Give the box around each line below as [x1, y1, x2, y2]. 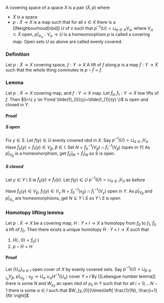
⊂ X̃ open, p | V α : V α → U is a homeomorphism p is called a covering [12, 32, 150, 39]
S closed [5, 164, 24, 170]
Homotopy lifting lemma [5, 209, 64, 216]
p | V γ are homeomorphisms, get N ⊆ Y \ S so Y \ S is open [5, 195, 121, 203]
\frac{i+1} [138, 287, 158, 293]
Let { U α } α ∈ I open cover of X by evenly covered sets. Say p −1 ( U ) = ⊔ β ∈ [5, 265, 152, 273]
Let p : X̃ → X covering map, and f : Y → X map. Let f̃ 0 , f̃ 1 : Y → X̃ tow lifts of [5, 90, 159, 97]
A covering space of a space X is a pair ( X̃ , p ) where [5, 5, 110, 10]
